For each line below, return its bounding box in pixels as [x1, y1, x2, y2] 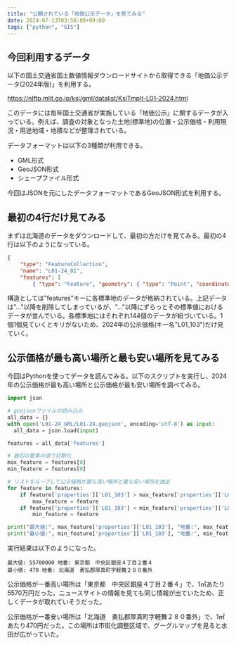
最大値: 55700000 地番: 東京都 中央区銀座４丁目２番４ [7, 559, 153, 567]
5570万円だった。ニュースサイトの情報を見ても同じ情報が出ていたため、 [7, 589, 218, 597]
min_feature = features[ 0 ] [7, 465, 86, 472]
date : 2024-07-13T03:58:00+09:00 [7, 17, 105, 24]
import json [7, 395, 42, 402]
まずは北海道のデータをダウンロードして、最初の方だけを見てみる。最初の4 [7, 232, 226, 239]
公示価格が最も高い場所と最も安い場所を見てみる [7, 351, 220, 363]
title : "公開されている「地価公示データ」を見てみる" [7, 10, 145, 18]
